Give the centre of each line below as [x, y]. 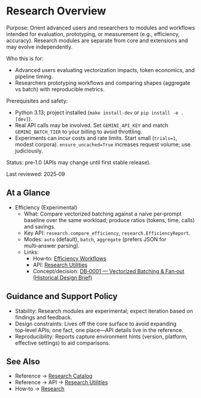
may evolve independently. [40, 47]
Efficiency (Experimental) [46, 207]
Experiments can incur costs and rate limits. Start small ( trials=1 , [96, 138]
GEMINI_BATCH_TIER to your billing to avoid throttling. [79, 131]
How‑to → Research [40, 389]
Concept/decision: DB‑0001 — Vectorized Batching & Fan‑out [109, 271]
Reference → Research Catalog [54, 376]
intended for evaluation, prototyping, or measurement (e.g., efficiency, [93, 34]
